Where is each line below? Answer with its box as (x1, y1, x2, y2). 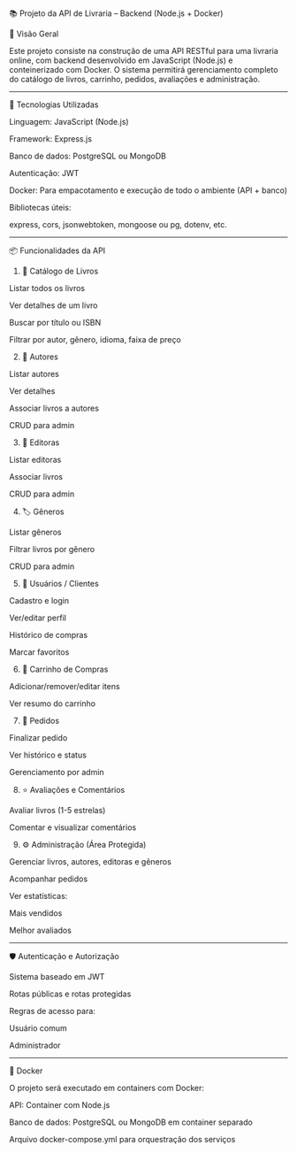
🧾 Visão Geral (9, 28, 59, 39)
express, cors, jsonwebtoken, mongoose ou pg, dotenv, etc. (9, 219, 228, 229)
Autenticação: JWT (9, 168, 80, 178)
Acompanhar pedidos (9, 873, 88, 884)
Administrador (9, 1040, 61, 1050)
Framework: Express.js (9, 134, 93, 144)
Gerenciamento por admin (9, 767, 104, 777)
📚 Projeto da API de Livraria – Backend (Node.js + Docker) (9, 8, 224, 19)
